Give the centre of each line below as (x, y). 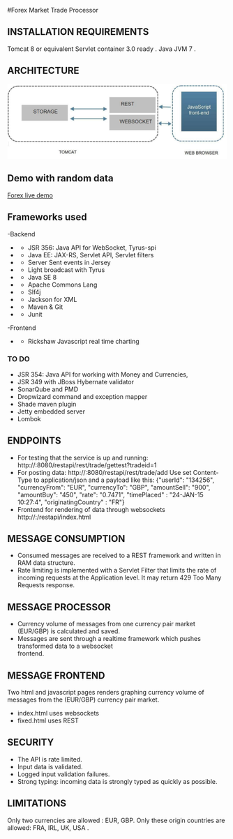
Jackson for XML (52, 299)
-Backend (21, 234)
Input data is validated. (50, 766)
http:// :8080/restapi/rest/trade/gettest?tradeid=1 (87, 465)
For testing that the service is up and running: (83, 458)
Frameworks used (47, 217)
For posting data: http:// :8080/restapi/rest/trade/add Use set (104, 472)
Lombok (29, 418)
